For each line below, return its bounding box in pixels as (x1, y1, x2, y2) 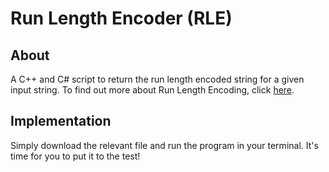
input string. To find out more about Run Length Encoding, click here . (10, 84, 295, 96)
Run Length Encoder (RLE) (10, 7, 233, 30)
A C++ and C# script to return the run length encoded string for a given (10, 73, 305, 85)
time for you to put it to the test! (10, 150, 141, 162)
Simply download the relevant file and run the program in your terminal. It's (10, 139, 319, 151)
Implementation (10, 113, 112, 130)
